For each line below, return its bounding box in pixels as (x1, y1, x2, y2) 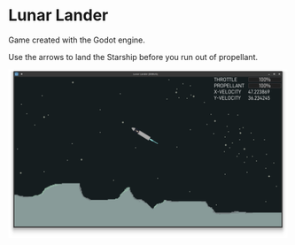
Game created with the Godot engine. (8, 34, 145, 45)
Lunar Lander (8, 5, 109, 26)
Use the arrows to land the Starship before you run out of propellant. (8, 51, 259, 62)
